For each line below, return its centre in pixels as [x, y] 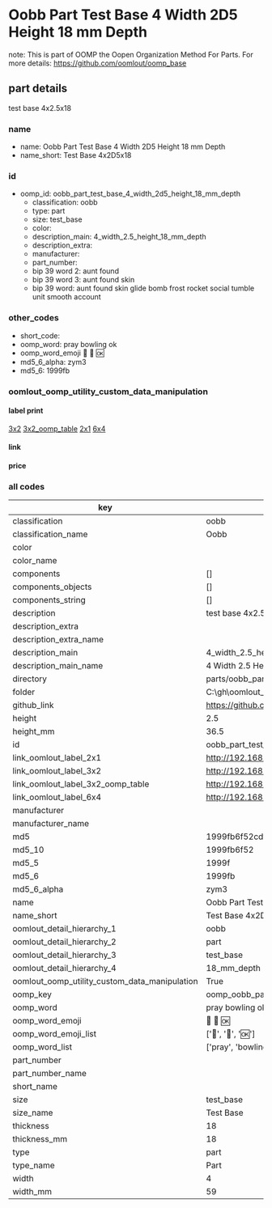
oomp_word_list [42, 1047]
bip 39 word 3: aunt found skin [83, 280]
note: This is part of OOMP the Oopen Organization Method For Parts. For [131, 54]
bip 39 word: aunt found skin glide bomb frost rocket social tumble [143, 288]
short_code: [40, 335]
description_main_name [58, 666]
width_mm [32, 1192]
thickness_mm [40, 1139]
